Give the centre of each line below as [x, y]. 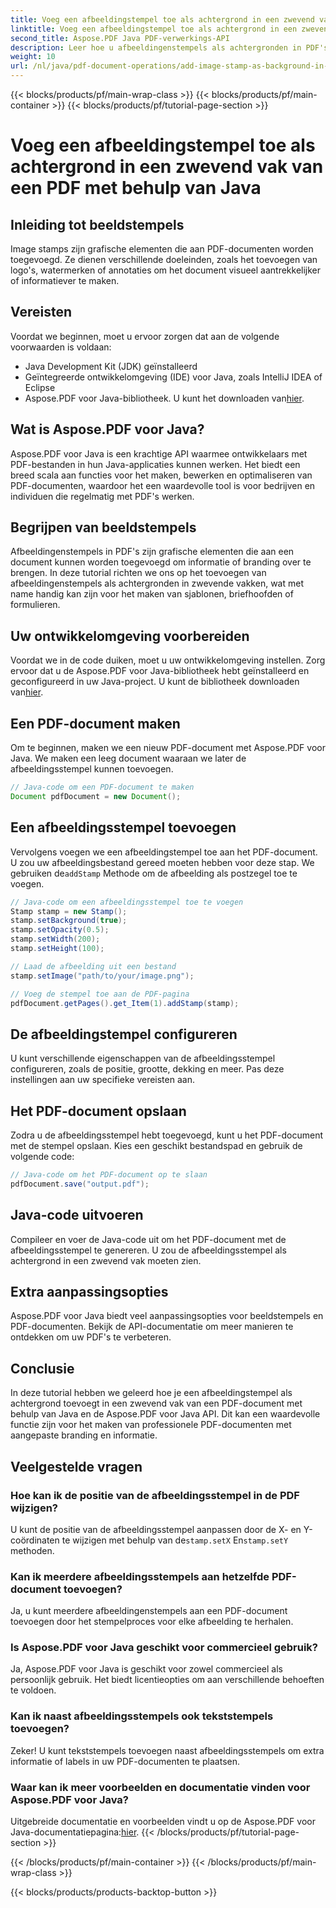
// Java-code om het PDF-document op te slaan [109, 1175]
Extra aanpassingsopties [89, 1291]
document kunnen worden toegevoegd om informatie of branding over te [161, 562]
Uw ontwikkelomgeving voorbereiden [130, 636]
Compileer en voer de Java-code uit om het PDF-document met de [148, 1239]
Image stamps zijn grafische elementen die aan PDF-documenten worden [162, 249]
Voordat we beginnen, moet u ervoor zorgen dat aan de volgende [145, 336]
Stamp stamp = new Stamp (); [69, 911]
